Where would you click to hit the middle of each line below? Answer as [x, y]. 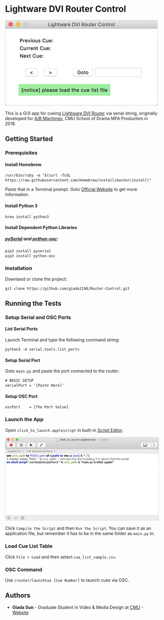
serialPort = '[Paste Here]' [35, 385]
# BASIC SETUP [20, 381]
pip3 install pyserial [28, 251]
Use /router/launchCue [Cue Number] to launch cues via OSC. [67, 580]
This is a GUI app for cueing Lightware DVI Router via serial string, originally [81, 113]
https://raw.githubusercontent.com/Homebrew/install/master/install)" [78, 180]
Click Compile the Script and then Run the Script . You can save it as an [78, 528]
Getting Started [29, 139]
